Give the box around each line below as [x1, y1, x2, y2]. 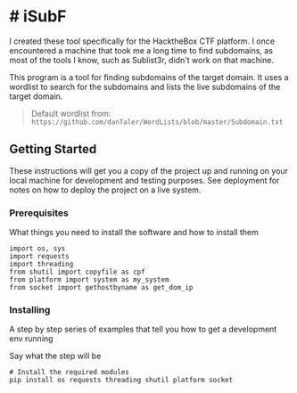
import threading [9, 260, 74, 269]
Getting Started [9, 142, 97, 157]
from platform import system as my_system [9, 275, 169, 284]
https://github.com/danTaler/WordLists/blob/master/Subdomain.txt [30, 118, 284, 127]
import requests [9, 252, 70, 261]
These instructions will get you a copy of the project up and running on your [9, 165, 288, 176]
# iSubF [9, 6, 67, 27]
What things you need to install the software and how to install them [9, 227, 259, 238]
